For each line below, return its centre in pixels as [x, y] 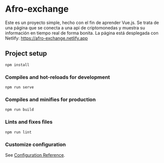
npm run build [20, 110]
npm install [17, 65]
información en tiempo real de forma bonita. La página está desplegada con [82, 33]
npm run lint [18, 132]
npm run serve [20, 87]
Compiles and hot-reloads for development [58, 77]
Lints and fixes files [29, 122]
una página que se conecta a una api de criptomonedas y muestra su [75, 27]
